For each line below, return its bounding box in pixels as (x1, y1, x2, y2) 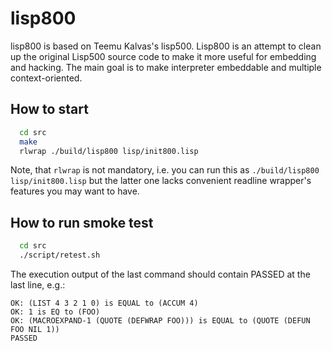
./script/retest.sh (19, 250, 101, 261)
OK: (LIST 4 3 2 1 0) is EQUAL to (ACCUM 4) (10, 298, 199, 308)
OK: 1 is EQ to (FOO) (10, 307, 101, 317)
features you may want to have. (10, 185, 140, 197)
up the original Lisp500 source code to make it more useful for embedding (10, 50, 317, 62)
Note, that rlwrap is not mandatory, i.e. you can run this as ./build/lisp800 (10, 164, 320, 176)
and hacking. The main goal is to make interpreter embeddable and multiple (10, 61, 322, 73)
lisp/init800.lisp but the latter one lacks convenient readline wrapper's (10, 175, 312, 187)
